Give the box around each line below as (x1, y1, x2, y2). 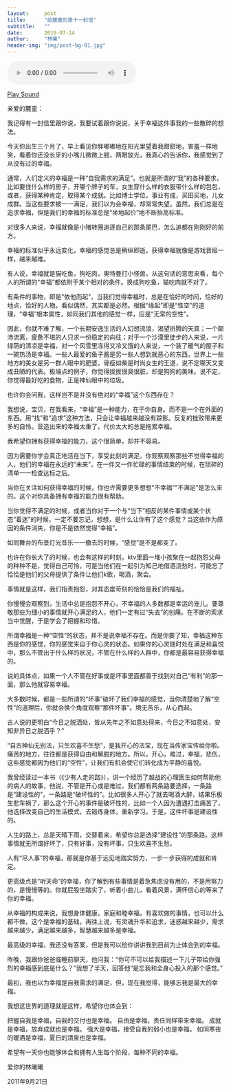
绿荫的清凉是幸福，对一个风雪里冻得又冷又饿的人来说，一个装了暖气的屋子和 (7, 342, 224, 349)
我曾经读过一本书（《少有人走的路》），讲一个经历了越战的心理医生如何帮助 (7, 773, 215, 781)
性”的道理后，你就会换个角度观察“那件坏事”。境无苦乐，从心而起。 (7, 703, 196, 712)
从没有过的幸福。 (7, 160, 56, 167)
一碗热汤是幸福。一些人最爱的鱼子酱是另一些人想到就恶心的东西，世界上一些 (7, 350, 224, 358)
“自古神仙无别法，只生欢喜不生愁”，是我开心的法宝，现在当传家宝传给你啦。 (7, 741, 223, 750)
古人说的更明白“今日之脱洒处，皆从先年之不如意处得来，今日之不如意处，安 (7, 718, 221, 726)
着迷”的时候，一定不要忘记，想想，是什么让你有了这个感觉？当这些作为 (16, 515, 218, 523)
